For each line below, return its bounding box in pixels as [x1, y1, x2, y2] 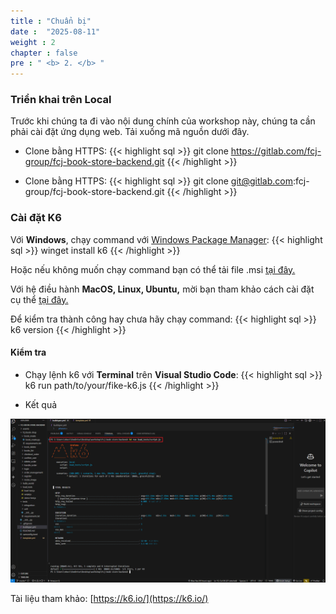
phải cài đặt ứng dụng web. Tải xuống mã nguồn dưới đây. [10, 126, 250, 138]
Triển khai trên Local [10, 93, 112, 107]
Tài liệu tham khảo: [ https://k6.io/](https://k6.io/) [10, 592, 209, 604]
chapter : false [10, 48, 78, 58]
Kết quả [24, 398, 58, 410]
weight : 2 [10, 37, 56, 47]
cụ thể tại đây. [10, 293, 69, 305]
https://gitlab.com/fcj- [230, 145, 322, 157]
